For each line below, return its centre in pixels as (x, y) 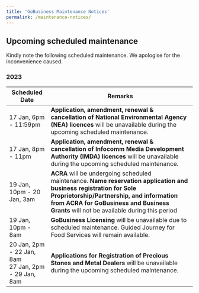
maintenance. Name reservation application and (119, 181)
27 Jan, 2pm (27, 266)
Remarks (120, 96)
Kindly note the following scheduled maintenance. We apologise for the (93, 55)
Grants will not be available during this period (114, 210)
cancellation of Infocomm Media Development (118, 149)
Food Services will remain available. (100, 234)
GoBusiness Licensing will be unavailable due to (119, 220)
